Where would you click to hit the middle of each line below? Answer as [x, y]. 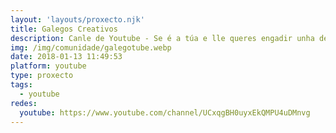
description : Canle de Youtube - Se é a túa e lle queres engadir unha [162, 38]
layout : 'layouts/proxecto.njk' [77, 19]
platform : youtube [48, 66]
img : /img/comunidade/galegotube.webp [91, 47]
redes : [24, 103]
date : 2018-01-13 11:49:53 [66, 57]
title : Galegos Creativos [64, 29]
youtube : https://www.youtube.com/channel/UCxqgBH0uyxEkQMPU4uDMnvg [165, 112]
